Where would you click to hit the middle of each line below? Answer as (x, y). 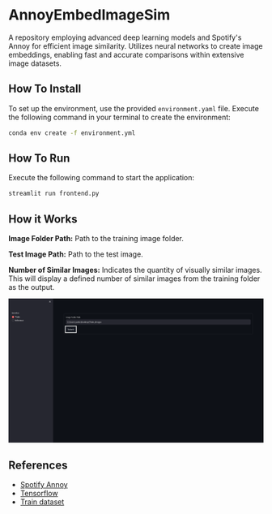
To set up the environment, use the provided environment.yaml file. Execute (134, 108)
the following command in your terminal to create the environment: (119, 117)
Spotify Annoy (44, 485)
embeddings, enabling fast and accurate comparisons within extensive (126, 54)
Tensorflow (39, 494)
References (38, 466)
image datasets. (35, 63)
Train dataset (42, 502)
